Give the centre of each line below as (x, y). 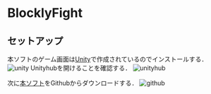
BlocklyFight (45, 13)
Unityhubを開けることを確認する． (81, 68)
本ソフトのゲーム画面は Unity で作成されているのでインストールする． (108, 59)
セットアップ (35, 41)
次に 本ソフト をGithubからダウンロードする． (73, 83)
